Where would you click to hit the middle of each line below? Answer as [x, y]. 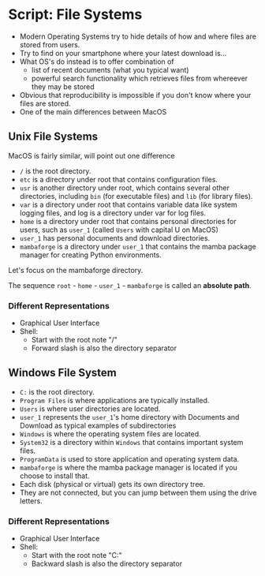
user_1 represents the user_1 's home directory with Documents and [129, 417]
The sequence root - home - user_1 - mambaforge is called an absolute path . [130, 285]
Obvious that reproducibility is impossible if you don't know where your [135, 95]
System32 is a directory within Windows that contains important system [131, 442]
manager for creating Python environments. [90, 255]
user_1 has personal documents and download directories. [115, 238]
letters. [31, 501]
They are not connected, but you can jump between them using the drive [138, 492]
